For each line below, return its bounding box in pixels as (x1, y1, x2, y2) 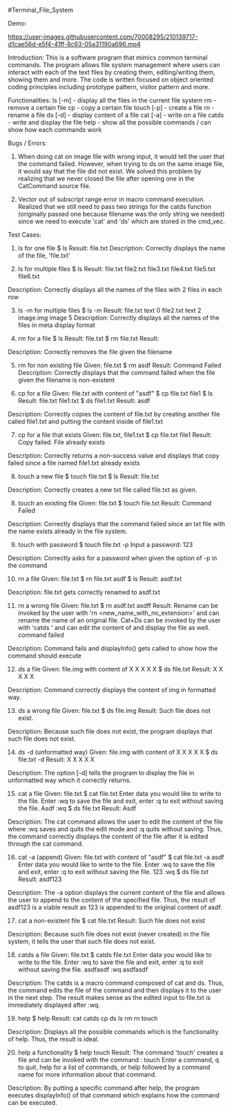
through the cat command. (8, 840, 84, 848)
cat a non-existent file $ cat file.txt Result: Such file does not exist (17, 916, 206, 925)
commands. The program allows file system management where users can (8, 61, 220, 68)
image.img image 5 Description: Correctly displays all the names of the (17, 314, 220, 322)
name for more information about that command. (17, 1071, 157, 1078)
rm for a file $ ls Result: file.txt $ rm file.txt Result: (17, 335, 159, 342)
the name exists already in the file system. (8, 527, 128, 535)
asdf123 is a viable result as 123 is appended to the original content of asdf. (8, 903, 223, 911)
